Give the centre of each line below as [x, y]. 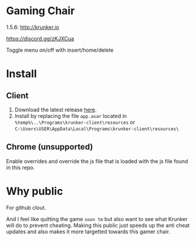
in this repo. [21, 167]
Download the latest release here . [55, 110]
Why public [35, 191]
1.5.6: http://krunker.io [33, 27]
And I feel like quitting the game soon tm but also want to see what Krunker [97, 219]
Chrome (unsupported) [50, 147]
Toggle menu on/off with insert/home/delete [60, 50]
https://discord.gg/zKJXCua [40, 38]
